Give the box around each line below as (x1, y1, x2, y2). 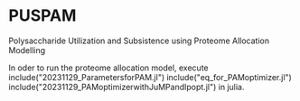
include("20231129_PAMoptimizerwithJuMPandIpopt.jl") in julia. (8, 81, 245, 92)
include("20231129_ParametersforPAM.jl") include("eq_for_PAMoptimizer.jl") (8, 71, 293, 82)
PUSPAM (8, 5, 77, 26)
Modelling (8, 44, 46, 55)
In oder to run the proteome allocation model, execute (8, 62, 209, 73)
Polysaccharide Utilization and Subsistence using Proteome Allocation (8, 35, 270, 46)
